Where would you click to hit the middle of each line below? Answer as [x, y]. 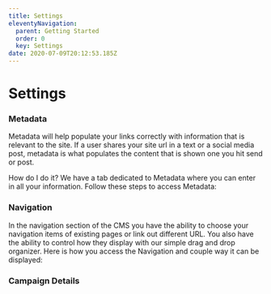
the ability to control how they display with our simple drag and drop [122, 242]
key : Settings [39, 46]
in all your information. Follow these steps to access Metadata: [112, 186]
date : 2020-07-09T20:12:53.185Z [63, 53]
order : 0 [30, 38]
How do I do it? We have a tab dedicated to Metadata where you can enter [132, 178]
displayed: [25, 259]
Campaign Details [44, 280]
